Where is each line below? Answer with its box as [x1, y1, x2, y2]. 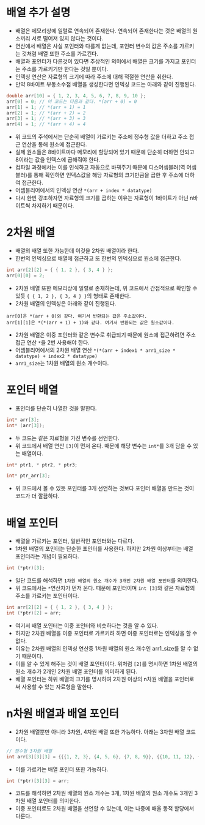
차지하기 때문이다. [31, 202, 74, 209]
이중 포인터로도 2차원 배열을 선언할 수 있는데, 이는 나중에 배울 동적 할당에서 [15, 805, 194, 812]
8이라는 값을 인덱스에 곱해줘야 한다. [15, 156, 101, 163]
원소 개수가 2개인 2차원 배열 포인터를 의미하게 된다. [15, 668, 137, 675]
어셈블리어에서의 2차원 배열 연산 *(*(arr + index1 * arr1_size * [15, 346, 176, 354]
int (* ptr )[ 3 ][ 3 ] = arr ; [6, 778, 70, 784]
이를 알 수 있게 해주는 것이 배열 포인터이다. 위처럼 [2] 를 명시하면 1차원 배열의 [15, 660, 198, 667]
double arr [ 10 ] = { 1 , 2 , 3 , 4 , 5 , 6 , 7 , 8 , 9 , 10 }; [6, 92, 146, 99]
